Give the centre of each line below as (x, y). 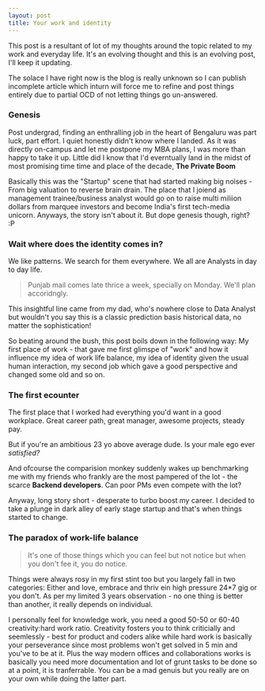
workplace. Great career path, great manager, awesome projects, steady (127, 421)
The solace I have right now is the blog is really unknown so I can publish (127, 78)
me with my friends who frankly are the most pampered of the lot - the (123, 477)
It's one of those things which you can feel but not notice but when (137, 555)
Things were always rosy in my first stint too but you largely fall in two (122, 578)
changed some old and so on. (57, 375)
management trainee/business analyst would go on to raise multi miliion (125, 198)
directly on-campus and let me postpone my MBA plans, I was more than (127, 149)
